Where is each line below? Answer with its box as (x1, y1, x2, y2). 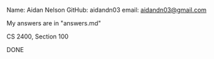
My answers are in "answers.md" (6, 19, 102, 27)
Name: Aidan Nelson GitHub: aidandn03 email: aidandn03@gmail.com (6, 6, 207, 14)
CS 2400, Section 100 (6, 32, 69, 40)
